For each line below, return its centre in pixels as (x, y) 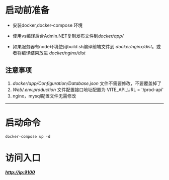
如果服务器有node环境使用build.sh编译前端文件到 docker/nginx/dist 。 (84, 46)
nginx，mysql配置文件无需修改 (44, 96)
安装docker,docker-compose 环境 (48, 25)
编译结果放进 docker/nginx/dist (54, 53)
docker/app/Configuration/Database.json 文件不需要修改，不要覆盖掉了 (87, 83)
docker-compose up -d (28, 136)
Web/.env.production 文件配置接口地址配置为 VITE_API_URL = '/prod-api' (88, 89)
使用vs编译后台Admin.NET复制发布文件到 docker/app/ (68, 36)
